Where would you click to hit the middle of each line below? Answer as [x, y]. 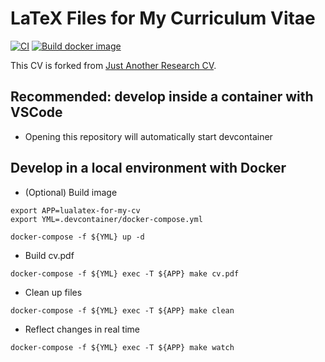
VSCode [36, 112]
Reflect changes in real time [82, 329]
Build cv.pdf [49, 255]
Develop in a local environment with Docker [148, 168]
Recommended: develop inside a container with [162, 97]
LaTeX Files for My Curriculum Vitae [163, 18]
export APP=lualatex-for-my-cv [75, 210]
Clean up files [53, 292]
